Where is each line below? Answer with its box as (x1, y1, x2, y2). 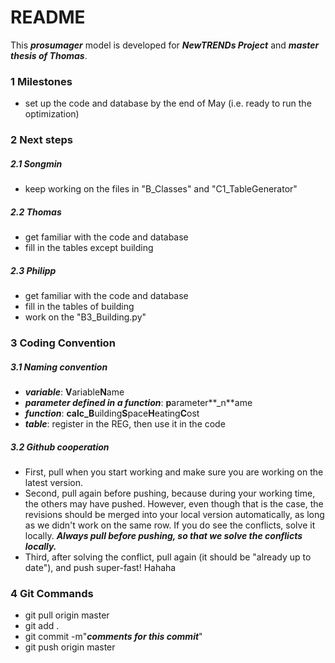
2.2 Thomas (10, 206, 62, 218)
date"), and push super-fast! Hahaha (24, 561, 177, 573)
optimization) (24, 108, 80, 120)
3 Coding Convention (10, 336, 116, 350)
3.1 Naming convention (10, 361, 108, 373)
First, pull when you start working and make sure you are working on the (24, 466, 324, 478)
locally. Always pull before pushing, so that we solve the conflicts (24, 529, 303, 541)
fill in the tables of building (24, 301, 135, 313)
